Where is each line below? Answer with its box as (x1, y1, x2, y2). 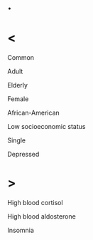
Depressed (7, 150, 40, 159)
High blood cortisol (7, 199, 63, 207)
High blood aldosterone (7, 212, 76, 221)
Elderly (7, 81, 28, 90)
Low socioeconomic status (7, 122, 86, 131)
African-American (7, 108, 60, 118)
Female (7, 95, 29, 103)
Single (7, 136, 26, 145)
